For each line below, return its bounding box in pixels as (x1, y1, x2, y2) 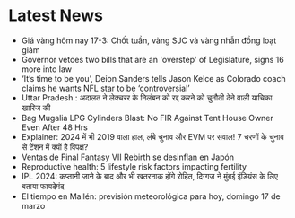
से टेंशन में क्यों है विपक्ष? (21, 141, 89, 153)
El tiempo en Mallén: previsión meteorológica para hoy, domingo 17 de (21, 190, 281, 202)
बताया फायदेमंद (21, 180, 65, 191)
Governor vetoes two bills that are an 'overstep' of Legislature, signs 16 (21, 54, 284, 65)
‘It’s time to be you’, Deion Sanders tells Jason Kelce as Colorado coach (21, 73, 286, 83)
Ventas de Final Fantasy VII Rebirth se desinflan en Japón (21, 152, 235, 162)
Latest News (8, 5, 104, 26)
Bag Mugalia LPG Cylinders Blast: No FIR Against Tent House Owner (21, 112, 274, 123)
